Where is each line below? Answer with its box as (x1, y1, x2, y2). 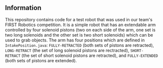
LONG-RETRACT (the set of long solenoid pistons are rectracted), (5, 47, 129, 53)
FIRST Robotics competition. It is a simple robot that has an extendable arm (5, 22, 156, 27)
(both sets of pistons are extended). (5, 57, 77, 63)
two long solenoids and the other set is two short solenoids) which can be (5, 32, 153, 38)
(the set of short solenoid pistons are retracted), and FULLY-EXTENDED (21, 53, 158, 58)
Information (5, 4, 42, 12)
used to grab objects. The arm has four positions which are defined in (5, 37, 145, 43)
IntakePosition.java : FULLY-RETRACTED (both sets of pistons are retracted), (5, 42, 154, 48)
